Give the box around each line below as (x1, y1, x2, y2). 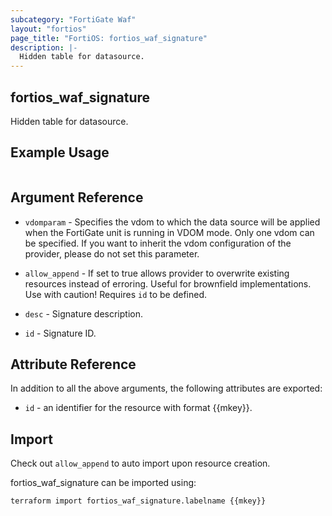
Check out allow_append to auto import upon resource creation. (10, 457, 271, 470)
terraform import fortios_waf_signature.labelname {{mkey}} (10, 496, 267, 506)
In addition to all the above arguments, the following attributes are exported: (10, 382, 323, 395)
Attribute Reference (10, 356, 137, 373)
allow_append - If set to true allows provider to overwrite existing (24, 267, 290, 279)
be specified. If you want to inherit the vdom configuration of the (24, 237, 292, 249)
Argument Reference (10, 189, 144, 206)
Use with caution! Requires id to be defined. (24, 288, 208, 300)
